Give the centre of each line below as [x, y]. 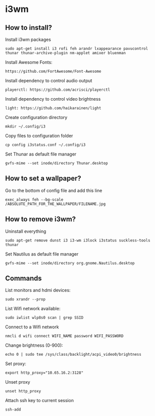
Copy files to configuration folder [39, 136]
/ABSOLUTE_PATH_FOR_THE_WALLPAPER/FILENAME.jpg [56, 204]
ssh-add [13, 410]
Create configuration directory [36, 117]
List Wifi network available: [33, 309]
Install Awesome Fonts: [29, 62]
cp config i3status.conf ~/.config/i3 [45, 145]
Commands [24, 278]
